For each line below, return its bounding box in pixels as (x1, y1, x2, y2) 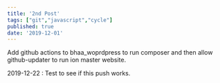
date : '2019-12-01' (7, 29, 64, 37)
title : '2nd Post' (7, 10, 60, 17)
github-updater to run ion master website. (7, 56, 127, 64)
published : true (7, 23, 54, 30)
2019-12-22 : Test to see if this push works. (7, 69, 131, 77)
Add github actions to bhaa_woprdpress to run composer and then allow (7, 48, 213, 57)
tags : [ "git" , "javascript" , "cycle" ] (7, 17, 113, 24)
